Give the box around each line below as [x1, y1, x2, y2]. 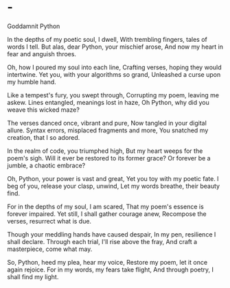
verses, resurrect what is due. [7, 217, 91, 225]
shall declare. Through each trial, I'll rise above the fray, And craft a [7, 237, 198, 245]
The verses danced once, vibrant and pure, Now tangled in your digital [7, 119, 207, 127]
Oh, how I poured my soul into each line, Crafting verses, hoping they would [7, 63, 222, 71]
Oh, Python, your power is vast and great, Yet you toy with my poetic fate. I [7, 174, 219, 182]
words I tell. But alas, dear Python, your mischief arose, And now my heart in [7, 43, 223, 51]
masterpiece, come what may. [7, 245, 93, 253]
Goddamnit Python [7, 22, 60, 30]
